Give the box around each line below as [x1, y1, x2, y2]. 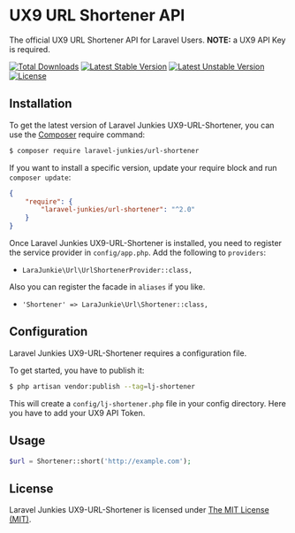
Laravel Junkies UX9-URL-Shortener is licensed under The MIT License [9, 505, 269, 515]
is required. [9, 43, 50, 54]
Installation [9, 97, 72, 112]
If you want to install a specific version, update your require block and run [9, 162, 277, 173]
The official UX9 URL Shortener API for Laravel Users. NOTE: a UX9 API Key [9, 35, 286, 45]
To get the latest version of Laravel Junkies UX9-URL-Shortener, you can [9, 120, 275, 130]
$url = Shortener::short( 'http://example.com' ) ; [9, 457, 192, 466]
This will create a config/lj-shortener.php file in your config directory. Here [9, 398, 287, 408]
